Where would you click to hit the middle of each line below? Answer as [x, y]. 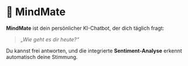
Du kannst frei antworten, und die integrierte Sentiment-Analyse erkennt [94, 51]
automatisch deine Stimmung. [42, 57]
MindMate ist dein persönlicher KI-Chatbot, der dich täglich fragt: [85, 28]
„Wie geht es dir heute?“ [50, 39]
